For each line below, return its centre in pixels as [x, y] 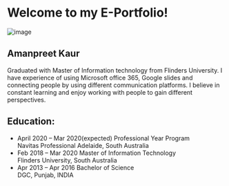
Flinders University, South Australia [67, 160]
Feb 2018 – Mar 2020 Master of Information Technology [97, 153]
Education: [31, 121]
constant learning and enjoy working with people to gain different [100, 92]
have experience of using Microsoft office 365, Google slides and [100, 77]
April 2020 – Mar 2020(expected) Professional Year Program [103, 138]
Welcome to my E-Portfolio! [88, 13]
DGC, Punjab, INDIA [45, 175]
